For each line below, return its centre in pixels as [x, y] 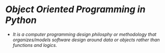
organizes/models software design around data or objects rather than [86, 40]
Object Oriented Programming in [75, 9]
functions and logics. [35, 45]
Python [21, 20]
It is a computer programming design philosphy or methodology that [85, 34]
